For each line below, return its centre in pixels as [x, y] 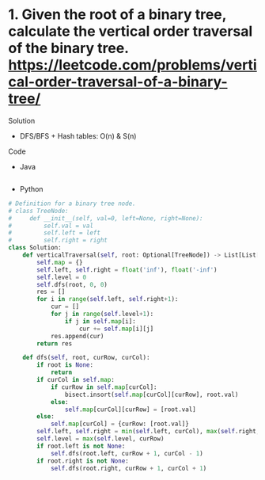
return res [55, 343]
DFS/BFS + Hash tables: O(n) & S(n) [78, 135]
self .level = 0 [62, 277]
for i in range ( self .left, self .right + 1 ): [108, 299]
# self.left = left [55, 233]
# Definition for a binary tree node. [72, 204]
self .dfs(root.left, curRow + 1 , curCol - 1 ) [127, 453]
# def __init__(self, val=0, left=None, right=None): [106, 218]
